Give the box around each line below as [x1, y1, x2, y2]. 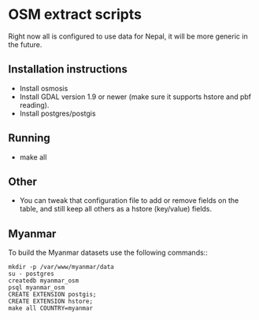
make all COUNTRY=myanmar [8, 304, 93, 312]
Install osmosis [19, 83, 68, 93]
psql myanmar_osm [8, 284, 65, 292]
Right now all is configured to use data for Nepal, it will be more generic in [8, 31, 248, 41]
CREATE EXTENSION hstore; [8, 297, 93, 306]
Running [8, 131, 51, 145]
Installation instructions [8, 63, 128, 76]
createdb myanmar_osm [8, 277, 80, 285]
